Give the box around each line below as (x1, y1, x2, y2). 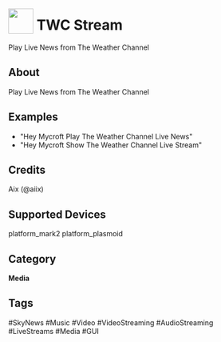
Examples (8, 111, 58, 124)
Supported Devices (8, 207, 106, 221)
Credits (8, 163, 46, 176)
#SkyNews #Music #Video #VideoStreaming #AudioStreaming (8, 317, 214, 328)
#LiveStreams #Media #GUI (8, 326, 100, 336)
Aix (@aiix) (8, 184, 44, 194)
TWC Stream (36, 16, 124, 34)
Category (8, 252, 57, 266)
